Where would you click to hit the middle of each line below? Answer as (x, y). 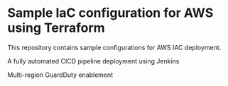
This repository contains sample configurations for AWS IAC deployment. (114, 47)
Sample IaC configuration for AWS (110, 13)
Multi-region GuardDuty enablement (60, 75)
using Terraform (56, 28)
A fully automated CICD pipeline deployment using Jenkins (93, 61)
